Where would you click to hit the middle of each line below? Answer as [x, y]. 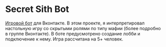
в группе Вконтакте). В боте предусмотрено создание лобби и [73, 33]
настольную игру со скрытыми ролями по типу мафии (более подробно [83, 28]
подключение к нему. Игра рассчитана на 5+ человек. [64, 39]
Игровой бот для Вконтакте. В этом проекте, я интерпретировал [75, 23]
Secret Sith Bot [37, 9]
